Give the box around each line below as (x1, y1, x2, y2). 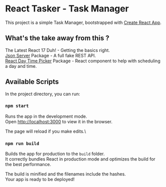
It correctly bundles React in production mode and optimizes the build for (5, 156, 156, 162)
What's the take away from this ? (5, 34, 110, 42)
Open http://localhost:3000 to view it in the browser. (5, 118, 113, 125)
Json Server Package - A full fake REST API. (5, 52, 96, 58)
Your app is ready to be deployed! (5, 177, 75, 183)
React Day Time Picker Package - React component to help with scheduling (5, 58, 161, 64)
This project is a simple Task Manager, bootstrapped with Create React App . (5, 19, 162, 25)
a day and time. (5, 63, 37, 69)
